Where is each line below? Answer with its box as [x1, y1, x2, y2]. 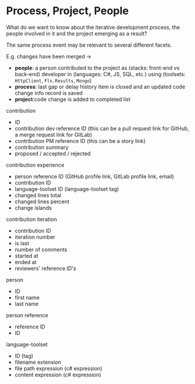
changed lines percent [14, 198, 70, 205]
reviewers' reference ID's [14, 265, 77, 272]
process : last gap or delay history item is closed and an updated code [14, 83, 186, 90]
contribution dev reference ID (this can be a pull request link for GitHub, [14, 125, 189, 132]
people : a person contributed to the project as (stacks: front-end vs [14, 64, 180, 71]
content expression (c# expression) [14, 371, 102, 378]
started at [14, 252, 38, 259]
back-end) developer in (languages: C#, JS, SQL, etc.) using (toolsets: [14, 70, 186, 77]
